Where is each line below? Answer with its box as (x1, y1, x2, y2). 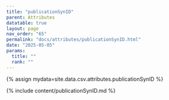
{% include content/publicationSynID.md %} (6, 87, 116, 94)
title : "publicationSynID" (6, 8, 74, 15)
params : (6, 48, 26, 54)
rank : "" (11, 59, 34, 65)
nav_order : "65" (6, 31, 47, 37)
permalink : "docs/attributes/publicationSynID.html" (6, 37, 141, 43)
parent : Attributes (6, 14, 55, 20)
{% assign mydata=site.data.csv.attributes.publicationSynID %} (6, 75, 164, 83)
